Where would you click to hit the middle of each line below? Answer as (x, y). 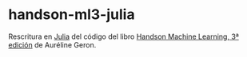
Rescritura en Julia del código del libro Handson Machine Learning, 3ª (124, 36)
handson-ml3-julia (72, 15)
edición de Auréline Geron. (52, 44)
